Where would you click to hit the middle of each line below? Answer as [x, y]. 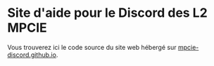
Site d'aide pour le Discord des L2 [107, 13]
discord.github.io [32, 55]
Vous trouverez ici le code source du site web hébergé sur [92, 47]
